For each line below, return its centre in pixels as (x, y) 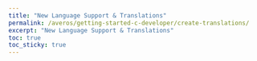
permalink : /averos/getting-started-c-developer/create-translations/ (129, 23)
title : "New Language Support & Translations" (88, 15)
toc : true (25, 38)
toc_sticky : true (37, 45)
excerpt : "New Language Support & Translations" (91, 30)
